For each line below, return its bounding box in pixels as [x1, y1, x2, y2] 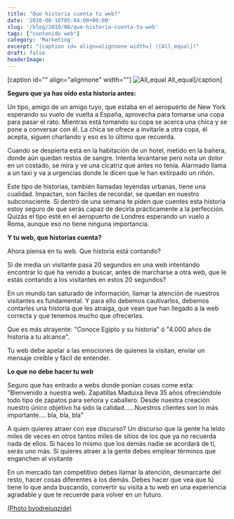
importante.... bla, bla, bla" [7, 411, 84, 419]
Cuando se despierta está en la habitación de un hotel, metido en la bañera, [7, 146, 227, 155]
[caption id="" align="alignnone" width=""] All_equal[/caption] [7, 75, 223, 84]
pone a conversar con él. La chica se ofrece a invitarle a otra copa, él [7, 124, 208, 134]
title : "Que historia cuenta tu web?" [7, 10, 121, 18]
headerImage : [7, 56, 46, 63]
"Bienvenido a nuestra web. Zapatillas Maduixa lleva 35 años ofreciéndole [7, 388, 221, 397]
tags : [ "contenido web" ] [7, 30, 80, 37]
